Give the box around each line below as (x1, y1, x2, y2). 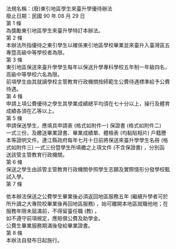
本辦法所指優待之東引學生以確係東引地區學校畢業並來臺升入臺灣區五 (6, 41, 170, 49)
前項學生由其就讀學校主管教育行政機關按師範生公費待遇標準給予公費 (6, 78, 170, 85)
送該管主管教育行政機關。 (6, 151, 68, 158)
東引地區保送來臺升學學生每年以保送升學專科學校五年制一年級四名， (6, 64, 170, 70)
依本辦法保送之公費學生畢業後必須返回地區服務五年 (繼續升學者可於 (6, 193, 168, 200)
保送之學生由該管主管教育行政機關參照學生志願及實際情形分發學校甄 (6, 166, 170, 172)
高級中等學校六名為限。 (6, 71, 63, 78)
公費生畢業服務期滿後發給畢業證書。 (6, 222, 94, 229)
